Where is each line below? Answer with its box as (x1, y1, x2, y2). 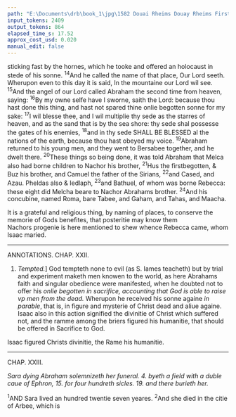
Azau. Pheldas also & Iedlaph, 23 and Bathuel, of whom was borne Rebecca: (7, 177, 226, 187)
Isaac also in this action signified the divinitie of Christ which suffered (17, 309, 219, 318)
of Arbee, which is (7, 402, 60, 410)
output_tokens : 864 (7, 23, 65, 30)
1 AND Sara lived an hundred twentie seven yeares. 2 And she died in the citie (7, 393, 228, 402)
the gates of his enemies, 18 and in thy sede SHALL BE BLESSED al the (7, 127, 209, 136)
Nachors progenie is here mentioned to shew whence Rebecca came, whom (7, 223, 228, 232)
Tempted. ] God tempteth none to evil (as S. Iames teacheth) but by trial (17, 264, 223, 273)
